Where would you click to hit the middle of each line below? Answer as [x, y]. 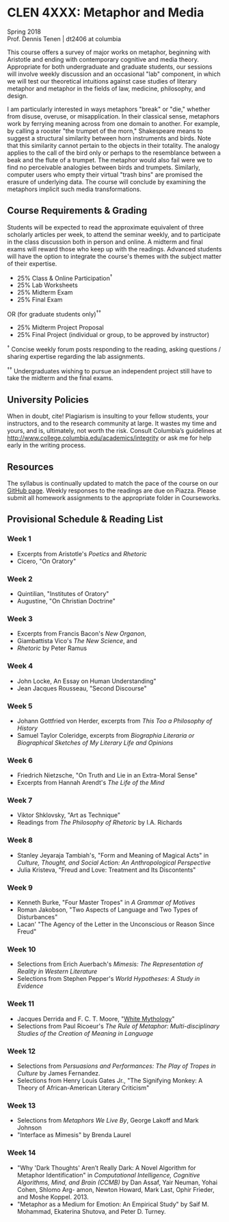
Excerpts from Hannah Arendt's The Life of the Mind [91, 783]
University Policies [48, 400]
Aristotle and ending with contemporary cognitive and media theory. [103, 59]
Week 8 [20, 840]
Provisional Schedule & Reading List [85, 520]
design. [18, 96]
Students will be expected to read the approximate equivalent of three [105, 227]
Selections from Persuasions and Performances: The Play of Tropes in [117, 1066]
